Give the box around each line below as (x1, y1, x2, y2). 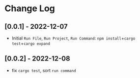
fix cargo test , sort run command (11, 67, 77, 73)
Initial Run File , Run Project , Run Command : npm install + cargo (11, 35, 136, 41)
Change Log (4, 3, 55, 14)
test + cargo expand (11, 40, 50, 46)
